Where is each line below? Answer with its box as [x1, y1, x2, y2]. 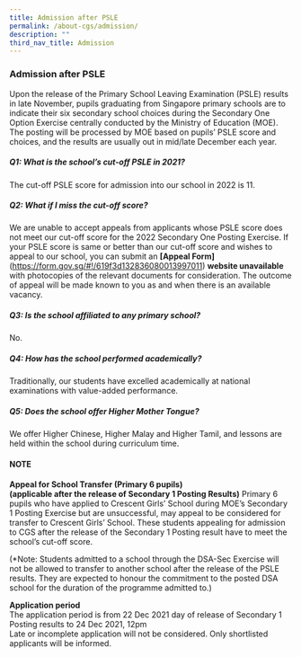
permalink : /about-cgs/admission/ [9, 22, 139, 31]
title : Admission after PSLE [9, 13, 119, 22]
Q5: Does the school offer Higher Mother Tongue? [9, 406, 199, 417]
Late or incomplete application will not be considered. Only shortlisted [9, 628, 269, 639]
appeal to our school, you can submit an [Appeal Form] [9, 251, 216, 262]
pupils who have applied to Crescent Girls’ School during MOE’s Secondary [9, 498, 288, 509]
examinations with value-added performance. [9, 386, 178, 396]
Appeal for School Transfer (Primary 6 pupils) [9, 478, 183, 490]
